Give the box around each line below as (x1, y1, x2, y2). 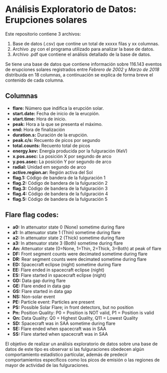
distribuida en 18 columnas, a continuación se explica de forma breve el (5, 71, 153, 78)
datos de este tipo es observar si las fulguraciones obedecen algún (5, 346, 144, 352)
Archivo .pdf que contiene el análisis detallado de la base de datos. (12, 51, 151, 57)
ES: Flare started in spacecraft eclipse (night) (12, 272, 106, 278)
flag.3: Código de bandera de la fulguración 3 (12, 185, 108, 191)
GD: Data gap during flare (12, 277, 66, 283)
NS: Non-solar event (12, 293, 55, 300)
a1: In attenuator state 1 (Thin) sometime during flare (12, 229, 121, 235)
